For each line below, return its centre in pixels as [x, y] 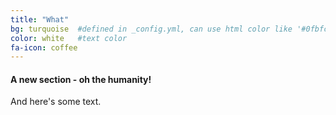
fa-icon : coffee [44, 47]
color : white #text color [69, 38]
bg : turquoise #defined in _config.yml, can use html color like [151, 29]
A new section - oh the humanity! [81, 79]
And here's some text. [56, 102]
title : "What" [40, 19]
